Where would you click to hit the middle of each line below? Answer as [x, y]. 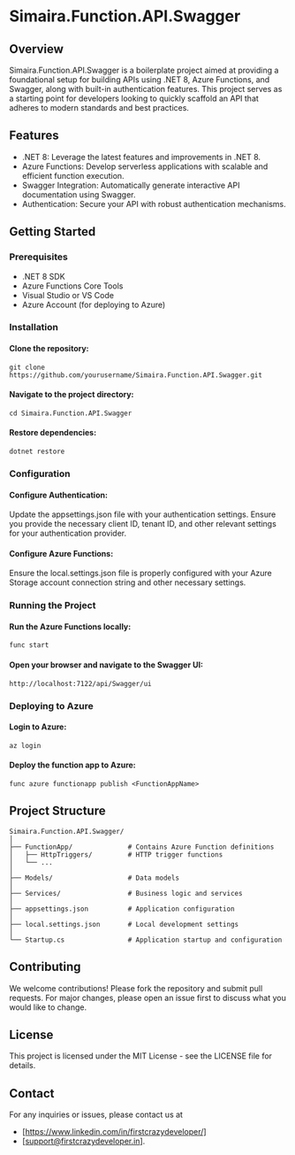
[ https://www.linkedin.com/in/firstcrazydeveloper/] [114, 1132]
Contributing [45, 967]
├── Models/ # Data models [94, 878]
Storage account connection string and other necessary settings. [128, 582]
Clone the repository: [49, 349]
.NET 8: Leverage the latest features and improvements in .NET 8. [141, 157]
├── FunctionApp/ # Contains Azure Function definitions [142, 847]
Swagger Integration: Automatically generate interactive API [131, 185]
